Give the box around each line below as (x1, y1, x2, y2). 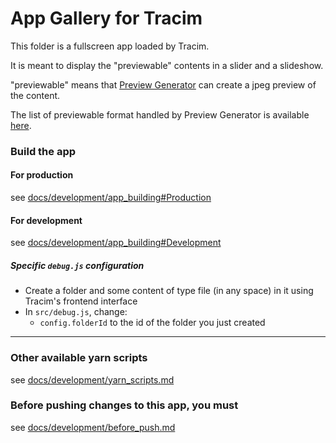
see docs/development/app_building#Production (10, 192, 212, 204)
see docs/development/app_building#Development (10, 237, 222, 249)
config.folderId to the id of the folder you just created (39, 317, 266, 329)
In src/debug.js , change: (24, 306, 128, 318)
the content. (10, 89, 61, 101)
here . (10, 119, 32, 131)
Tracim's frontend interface (24, 295, 138, 307)
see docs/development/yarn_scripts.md (10, 373, 175, 386)
